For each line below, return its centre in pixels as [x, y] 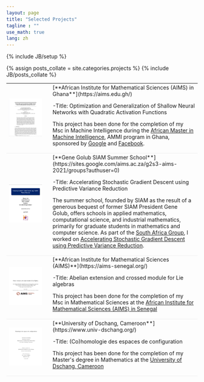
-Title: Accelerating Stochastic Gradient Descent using [121, 182]
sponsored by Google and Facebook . [99, 143]
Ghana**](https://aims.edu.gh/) [92, 94]
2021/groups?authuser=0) [86, 171]
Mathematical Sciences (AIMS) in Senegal [105, 309]
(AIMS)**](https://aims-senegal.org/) [100, 266]
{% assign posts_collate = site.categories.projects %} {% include [87, 68]
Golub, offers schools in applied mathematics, [110, 213]
